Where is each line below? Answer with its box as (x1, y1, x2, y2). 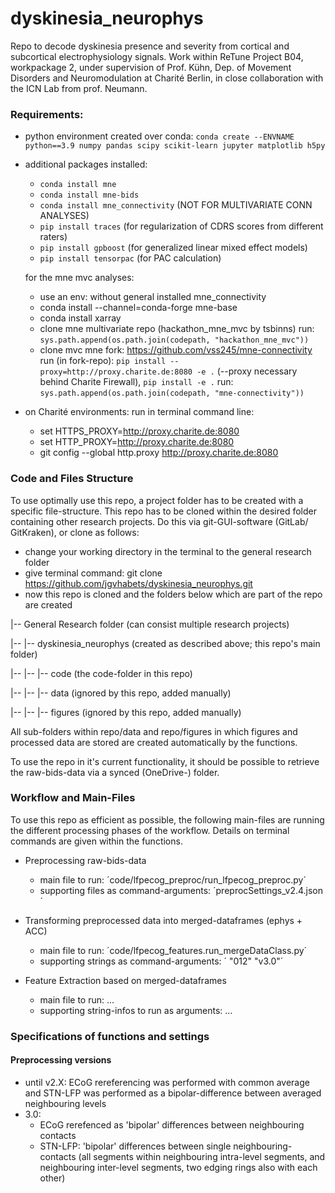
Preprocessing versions (10, 1054, 112, 1066)
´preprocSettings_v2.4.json (213, 884, 324, 896)
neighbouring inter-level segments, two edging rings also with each (39, 1161, 318, 1173)
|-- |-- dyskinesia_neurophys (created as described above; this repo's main (10, 637, 321, 649)
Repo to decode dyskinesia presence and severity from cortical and (10, 40, 290, 52)
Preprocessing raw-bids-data (24, 854, 147, 866)
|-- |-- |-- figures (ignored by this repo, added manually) (10, 706, 242, 718)
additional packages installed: (24, 158, 148, 171)
